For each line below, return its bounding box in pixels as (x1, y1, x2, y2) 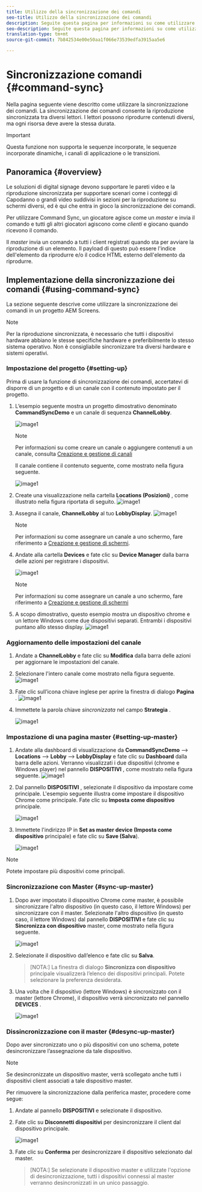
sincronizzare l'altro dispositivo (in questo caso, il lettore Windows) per (14, 902, 191, 910)
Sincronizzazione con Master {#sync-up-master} (6, 883, 154, 891)
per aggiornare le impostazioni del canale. (14, 659, 120, 666)
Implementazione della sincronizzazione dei (6, 275, 176, 285)
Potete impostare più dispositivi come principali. (6, 868, 125, 875)
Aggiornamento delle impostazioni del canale (6, 638, 141, 647)
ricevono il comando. (6, 226, 58, 234)
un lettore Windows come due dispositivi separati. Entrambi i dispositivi (14, 616, 192, 624)
